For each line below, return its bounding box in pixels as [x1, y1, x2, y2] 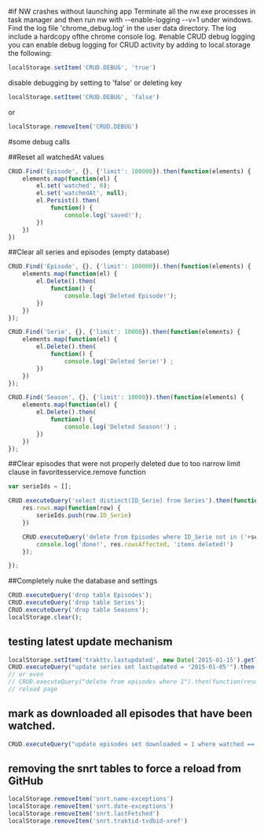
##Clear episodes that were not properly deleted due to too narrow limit [8, 459, 241, 468]
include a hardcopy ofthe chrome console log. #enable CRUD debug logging [8, 31, 255, 41]
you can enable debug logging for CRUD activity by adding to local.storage [8, 40, 251, 50]
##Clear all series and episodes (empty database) [8, 247, 170, 257]
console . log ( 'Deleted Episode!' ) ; [64, 291, 178, 300]
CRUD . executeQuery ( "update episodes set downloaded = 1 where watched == [8, 740, 255, 748]
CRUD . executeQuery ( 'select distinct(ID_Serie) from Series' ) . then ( [8, 497, 234, 505]
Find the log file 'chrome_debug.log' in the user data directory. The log [8, 24, 236, 32]
